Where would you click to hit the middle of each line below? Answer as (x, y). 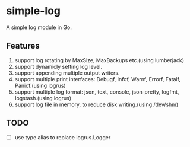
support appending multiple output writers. (67, 73)
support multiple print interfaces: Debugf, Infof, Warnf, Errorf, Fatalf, (98, 79)
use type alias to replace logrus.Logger (63, 137)
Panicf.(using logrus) (40, 85)
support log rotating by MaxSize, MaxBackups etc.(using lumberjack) (99, 60)
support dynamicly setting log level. (58, 66)
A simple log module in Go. (39, 27)
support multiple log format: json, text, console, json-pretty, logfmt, (97, 92)
